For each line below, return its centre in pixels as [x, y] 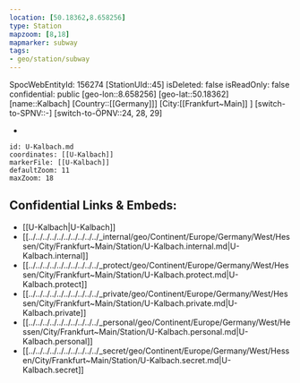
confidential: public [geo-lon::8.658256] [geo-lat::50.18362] [119, 94]
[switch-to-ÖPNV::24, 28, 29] [108, 113]
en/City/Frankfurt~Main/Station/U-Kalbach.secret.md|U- [126, 360]
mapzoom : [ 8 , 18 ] [39, 34]
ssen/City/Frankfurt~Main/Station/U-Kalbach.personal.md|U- [135, 331]
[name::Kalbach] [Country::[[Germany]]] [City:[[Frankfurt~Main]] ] [131, 103]
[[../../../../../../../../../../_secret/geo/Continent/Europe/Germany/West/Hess [156, 351]
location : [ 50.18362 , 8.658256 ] [68, 17]
